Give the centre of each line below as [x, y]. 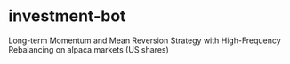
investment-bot [67, 16]
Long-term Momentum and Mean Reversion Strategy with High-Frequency [145, 40]
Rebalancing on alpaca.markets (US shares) [89, 49]
